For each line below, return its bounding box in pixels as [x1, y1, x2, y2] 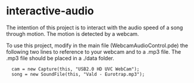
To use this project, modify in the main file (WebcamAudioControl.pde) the [6, 42, 189, 49]
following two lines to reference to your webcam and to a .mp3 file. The [6, 48, 182, 55]
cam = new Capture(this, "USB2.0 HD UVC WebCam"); [11, 66, 140, 72]
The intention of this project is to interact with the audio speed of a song [6, 24, 183, 31]
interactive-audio [6, 4, 94, 18]
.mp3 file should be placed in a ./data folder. [6, 54, 115, 62]
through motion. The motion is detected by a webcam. [6, 30, 139, 37]
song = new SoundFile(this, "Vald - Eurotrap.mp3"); [11, 71, 145, 77]
